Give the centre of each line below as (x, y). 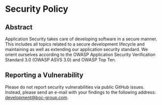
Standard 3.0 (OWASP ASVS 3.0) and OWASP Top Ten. (61, 60)
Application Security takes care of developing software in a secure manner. (81, 39)
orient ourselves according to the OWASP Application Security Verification (80, 54)
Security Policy (37, 9)
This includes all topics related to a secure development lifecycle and (75, 44)
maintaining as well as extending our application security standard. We (77, 49)
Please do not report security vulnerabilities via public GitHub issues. (75, 87)
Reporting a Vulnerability (44, 75)
